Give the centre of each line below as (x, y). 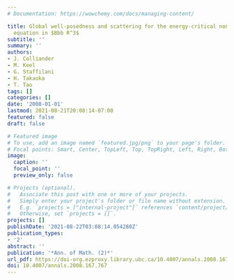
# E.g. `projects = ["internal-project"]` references (90, 207)
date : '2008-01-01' (36, 104)
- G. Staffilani (31, 72)
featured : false (31, 117)
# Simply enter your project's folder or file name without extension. (117, 201)
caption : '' (31, 162)
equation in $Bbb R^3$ (46, 33)
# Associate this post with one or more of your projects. (98, 194)
